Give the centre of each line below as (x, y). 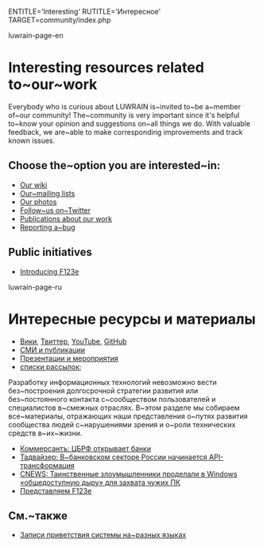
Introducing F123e (49, 271)
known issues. (32, 140)
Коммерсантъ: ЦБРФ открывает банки (85, 448)
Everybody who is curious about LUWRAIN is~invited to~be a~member (125, 106)
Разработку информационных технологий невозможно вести (112, 382)
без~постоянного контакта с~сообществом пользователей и (112, 399)
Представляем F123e (56, 490)
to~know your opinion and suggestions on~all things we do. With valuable (130, 124)
